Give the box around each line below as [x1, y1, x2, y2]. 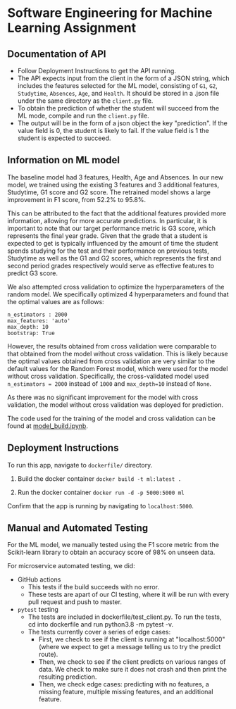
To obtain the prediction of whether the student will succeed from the [17, 104, 220, 112]
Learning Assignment [7, 20, 137, 36]
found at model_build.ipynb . [7, 421, 88, 430]
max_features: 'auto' [7, 317, 71, 325]
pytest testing [17, 606, 58, 614]
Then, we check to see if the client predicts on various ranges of [38, 658, 226, 666]
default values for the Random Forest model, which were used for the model [7, 364, 228, 372]
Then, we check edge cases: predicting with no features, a [38, 680, 209, 689]
